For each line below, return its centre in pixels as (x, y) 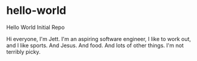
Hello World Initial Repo (36, 27)
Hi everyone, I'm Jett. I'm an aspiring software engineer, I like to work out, (99, 39)
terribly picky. (23, 51)
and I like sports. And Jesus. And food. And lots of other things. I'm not (95, 45)
